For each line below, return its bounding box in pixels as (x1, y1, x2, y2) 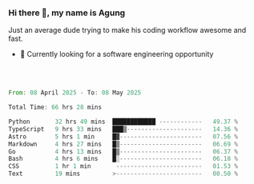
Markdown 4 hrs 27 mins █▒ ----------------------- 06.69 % (8, 140, 239, 148)
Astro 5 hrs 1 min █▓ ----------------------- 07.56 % (8, 132, 239, 141)
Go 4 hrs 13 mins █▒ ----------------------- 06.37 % (8, 147, 239, 155)
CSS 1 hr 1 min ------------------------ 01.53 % (8, 162, 239, 170)
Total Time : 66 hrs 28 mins (8, 103, 103, 111)
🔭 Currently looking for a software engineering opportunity (19, 50, 214, 59)
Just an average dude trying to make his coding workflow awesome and (8, 26, 247, 35)
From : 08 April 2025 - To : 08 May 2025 (8, 89, 142, 97)
